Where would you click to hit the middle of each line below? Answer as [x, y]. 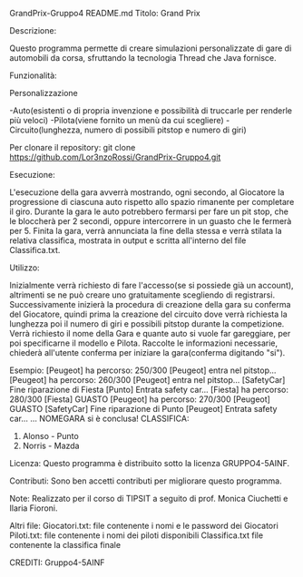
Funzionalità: [33, 75]
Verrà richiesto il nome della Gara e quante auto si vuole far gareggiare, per [150, 333]
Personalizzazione [44, 93]
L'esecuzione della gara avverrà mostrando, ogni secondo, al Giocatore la [147, 192]
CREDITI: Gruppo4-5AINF [57, 562]
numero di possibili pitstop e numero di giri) [166, 130]
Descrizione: [33, 30]
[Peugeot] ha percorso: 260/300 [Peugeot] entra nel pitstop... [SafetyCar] [147, 380]
